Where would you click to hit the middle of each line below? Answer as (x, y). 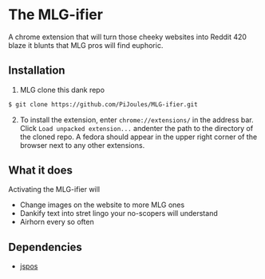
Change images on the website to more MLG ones (102, 205)
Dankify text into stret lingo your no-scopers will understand (119, 213)
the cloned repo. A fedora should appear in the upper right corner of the (138, 137)
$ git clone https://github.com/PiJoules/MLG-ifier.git (103, 104)
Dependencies (45, 247)
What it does (41, 171)
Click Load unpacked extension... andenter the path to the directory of (136, 128)
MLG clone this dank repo (62, 90)
